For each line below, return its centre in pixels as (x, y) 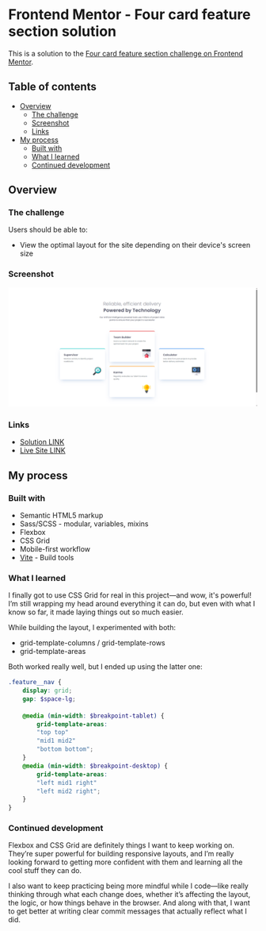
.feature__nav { (35, 683)
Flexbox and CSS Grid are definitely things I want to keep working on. (122, 845)
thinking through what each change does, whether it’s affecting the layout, (129, 894)
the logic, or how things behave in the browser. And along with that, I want (129, 903)
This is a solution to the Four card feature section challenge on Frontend (126, 53)
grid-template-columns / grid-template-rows (92, 643)
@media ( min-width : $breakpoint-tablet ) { (93, 716)
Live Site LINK (42, 451)
